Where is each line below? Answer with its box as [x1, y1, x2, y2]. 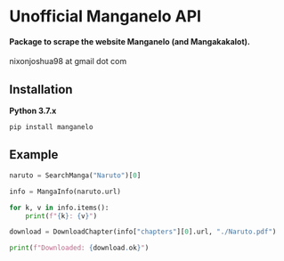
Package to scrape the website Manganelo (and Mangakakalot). [9, 36, 251, 46]
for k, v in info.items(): [9, 203, 110, 212]
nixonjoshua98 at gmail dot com [9, 56, 127, 67]
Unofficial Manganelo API [9, 6, 202, 27]
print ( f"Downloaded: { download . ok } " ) [9, 243, 150, 253]
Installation [9, 82, 73, 97]
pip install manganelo [9, 123, 93, 132]
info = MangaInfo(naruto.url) [9, 187, 122, 196]
